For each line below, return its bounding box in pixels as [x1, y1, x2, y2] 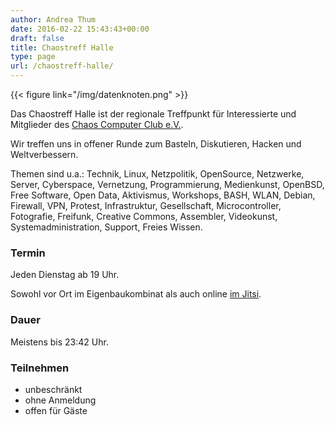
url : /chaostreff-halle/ [10, 61, 114, 71]
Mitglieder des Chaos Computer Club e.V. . [10, 119, 184, 130]
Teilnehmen [10, 361, 70, 375]
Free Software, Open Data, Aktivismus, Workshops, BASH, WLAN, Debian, [10, 189, 316, 201]
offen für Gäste [24, 404, 88, 416]
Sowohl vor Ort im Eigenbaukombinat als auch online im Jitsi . [10, 288, 262, 300]
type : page [10, 52, 56, 62]
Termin [10, 246, 46, 260]
